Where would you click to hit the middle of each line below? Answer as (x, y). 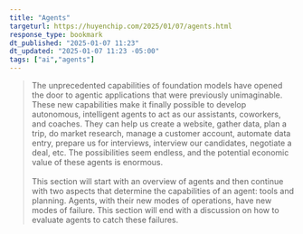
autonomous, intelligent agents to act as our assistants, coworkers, (156, 114)
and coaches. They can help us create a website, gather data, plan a (159, 124)
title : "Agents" (40, 18)
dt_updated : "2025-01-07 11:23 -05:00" (85, 51)
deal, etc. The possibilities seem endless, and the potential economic (160, 153)
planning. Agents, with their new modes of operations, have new (151, 201)
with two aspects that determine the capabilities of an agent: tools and (163, 191)
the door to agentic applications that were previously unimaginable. (157, 95)
